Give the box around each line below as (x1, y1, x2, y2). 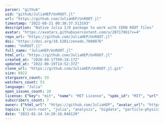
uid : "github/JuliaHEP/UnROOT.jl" (5, 12, 76, 17)
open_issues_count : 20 (5, 89, 51, 94)
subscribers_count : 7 (5, 98, 49, 103)
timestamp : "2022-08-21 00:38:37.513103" (5, 21, 91, 26)
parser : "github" (5, 7, 41, 12)
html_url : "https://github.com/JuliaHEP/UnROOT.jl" (5, 52, 112, 58)
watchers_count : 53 (5, 80, 45, 84)
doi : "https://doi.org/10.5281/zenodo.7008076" (5, 39, 104, 44)
